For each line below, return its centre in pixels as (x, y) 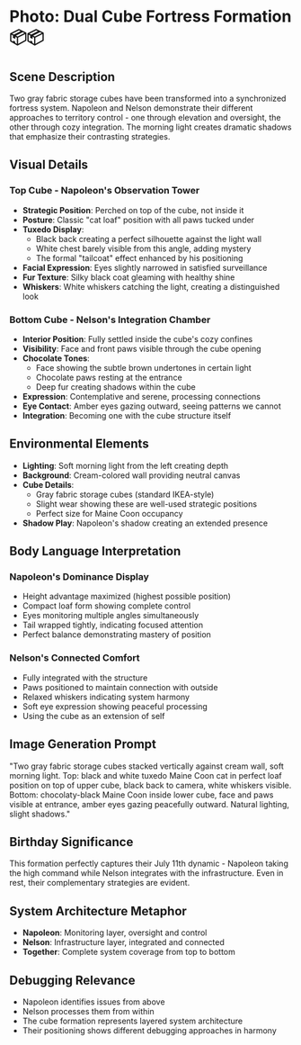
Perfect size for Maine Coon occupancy (109, 513)
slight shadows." (40, 814)
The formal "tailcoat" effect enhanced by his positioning (139, 257)
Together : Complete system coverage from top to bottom (129, 952)
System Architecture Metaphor (98, 911)
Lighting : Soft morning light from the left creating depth (125, 465)
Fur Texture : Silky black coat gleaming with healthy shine (128, 277)
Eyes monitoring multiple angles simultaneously (111, 616)
